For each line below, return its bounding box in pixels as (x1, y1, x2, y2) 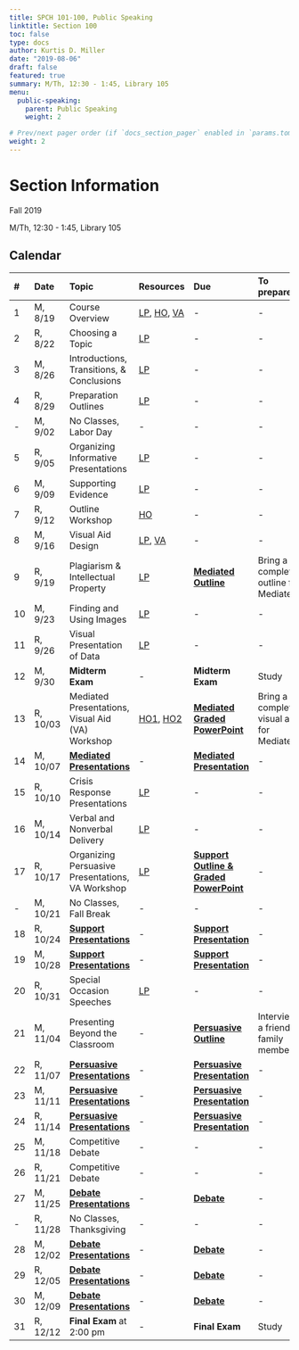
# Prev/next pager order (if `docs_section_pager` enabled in (9, 128, 245, 138)
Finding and (69, 601, 119, 614)
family (257, 1032, 284, 1045)
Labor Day (69, 426, 113, 438)
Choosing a (69, 327, 117, 339)
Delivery (69, 833, 104, 846)
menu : (9, 87, 29, 96)
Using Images (69, 613, 127, 625)
